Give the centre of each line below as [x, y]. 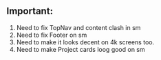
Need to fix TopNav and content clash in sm [78, 27]
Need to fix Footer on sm [52, 35]
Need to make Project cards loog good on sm [80, 49]
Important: [30, 11]
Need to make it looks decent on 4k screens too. [85, 42]
